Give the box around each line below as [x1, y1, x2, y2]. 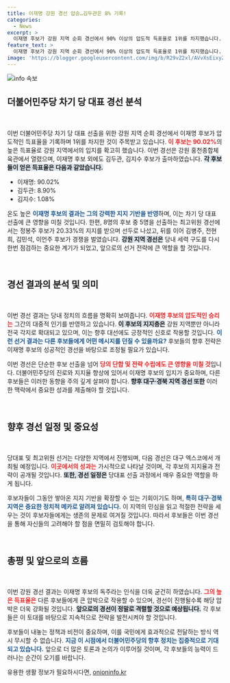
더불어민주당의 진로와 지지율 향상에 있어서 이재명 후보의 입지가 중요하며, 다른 [16, 369, 221, 377]
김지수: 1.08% [16, 194, 55, 203]
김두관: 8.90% [16, 186, 56, 194]
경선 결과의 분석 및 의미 [7, 279, 99, 290]
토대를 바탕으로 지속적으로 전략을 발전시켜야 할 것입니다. [27, 613, 177, 621]
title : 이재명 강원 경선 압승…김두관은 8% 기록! [7, 10, 127, 17]
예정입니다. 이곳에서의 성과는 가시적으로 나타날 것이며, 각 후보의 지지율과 [19, 463, 214, 471]
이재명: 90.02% [16, 177, 60, 185]
